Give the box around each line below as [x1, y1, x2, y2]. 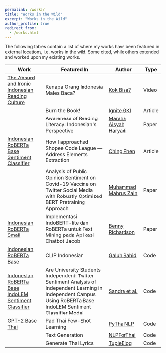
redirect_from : [5, 26, 37, 31]
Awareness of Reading [45, 115, 98, 121]
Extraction [45, 157, 70, 163]
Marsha [108, 115, 126, 121]
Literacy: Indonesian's [45, 121, 97, 128]
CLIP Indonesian [45, 252, 84, 259]
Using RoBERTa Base [45, 297, 95, 304]
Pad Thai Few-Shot [45, 317, 91, 324]
